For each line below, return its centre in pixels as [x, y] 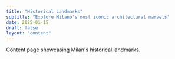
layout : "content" [29, 33]
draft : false [22, 28]
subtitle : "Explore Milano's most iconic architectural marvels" [88, 17]
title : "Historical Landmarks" [44, 11]
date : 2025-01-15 [27, 22]
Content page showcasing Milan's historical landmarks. [73, 50]
